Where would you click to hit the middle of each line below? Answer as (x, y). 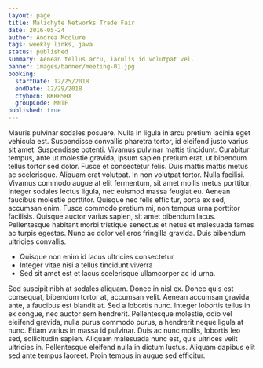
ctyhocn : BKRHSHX (44, 96)
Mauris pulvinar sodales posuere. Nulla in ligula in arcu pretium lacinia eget (130, 133)
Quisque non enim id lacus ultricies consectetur (97, 257)
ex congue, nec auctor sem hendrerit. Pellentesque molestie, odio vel (120, 314)
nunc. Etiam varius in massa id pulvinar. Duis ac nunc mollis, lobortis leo (124, 330)
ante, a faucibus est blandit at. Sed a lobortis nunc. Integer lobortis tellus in (129, 305)
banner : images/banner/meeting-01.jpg (71, 67)
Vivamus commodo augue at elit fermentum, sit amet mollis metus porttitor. (130, 183)
